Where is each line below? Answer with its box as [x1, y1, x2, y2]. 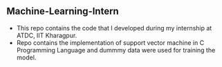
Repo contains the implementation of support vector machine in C [16, 38, 205, 47]
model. [16, 53, 37, 61]
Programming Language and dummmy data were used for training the [16, 46, 216, 54]
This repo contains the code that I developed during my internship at [16, 23, 212, 32]
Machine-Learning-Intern [6, 6, 119, 17]
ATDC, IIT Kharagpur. [16, 31, 77, 39]
